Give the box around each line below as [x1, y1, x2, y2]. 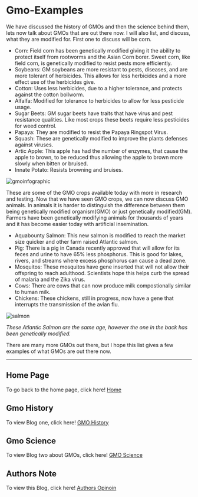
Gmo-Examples [6, 4, 84, 17]
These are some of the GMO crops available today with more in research [6, 189, 183, 196]
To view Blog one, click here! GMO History [6, 418, 109, 426]
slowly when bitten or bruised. [14, 160, 88, 167]
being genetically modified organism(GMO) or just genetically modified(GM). [6, 208, 192, 215]
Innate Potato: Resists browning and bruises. [14, 166, 123, 173]
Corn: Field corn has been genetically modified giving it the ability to [14, 47, 181, 54]
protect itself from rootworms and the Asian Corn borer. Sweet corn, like [14, 53, 190, 60]
